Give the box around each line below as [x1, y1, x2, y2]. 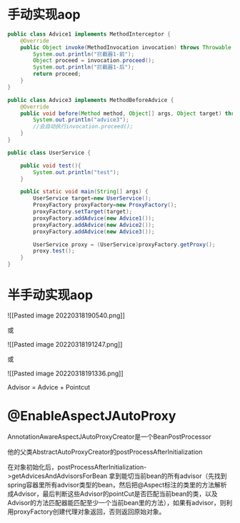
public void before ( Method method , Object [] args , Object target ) [20, 110, 222, 117]
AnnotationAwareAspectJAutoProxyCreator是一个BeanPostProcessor [7, 432, 212, 441]
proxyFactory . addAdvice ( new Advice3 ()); [33, 228, 155, 235]
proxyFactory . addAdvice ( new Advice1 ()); [33, 215, 155, 222]
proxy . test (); [33, 248, 75, 255]
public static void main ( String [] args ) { [20, 188, 149, 196]
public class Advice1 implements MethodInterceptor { [7, 30, 171, 38]
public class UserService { [7, 149, 91, 156]
